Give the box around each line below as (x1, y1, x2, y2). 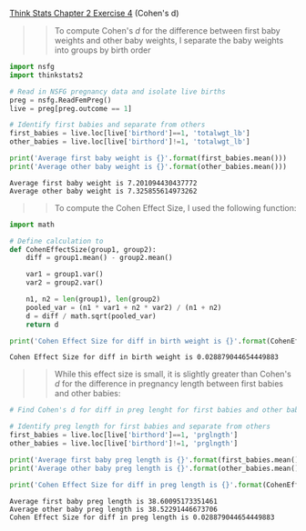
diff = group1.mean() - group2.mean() (25, 254, 173, 263)
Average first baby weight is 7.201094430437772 (9, 178, 198, 187)
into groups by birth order (54, 45, 152, 55)
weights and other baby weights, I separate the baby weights (54, 35, 284, 45)
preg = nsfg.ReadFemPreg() (9, 95, 112, 105)
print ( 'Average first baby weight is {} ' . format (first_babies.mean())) (9, 154, 287, 163)
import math (9, 220, 55, 229)
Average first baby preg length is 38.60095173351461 (9, 496, 219, 506)
